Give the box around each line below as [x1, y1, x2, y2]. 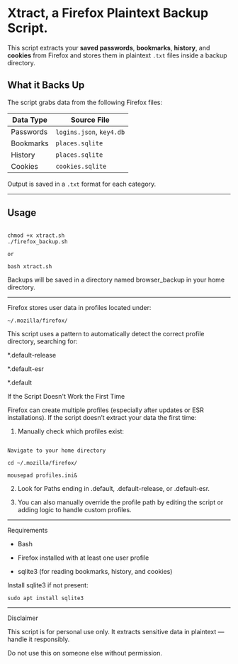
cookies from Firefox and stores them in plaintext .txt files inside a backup [7, 51, 228, 60]
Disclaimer [7, 614, 39, 622]
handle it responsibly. [7, 635, 70, 643]
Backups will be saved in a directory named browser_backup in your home [7, 275, 225, 284]
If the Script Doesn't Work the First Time [7, 392, 125, 400]
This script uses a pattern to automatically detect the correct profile [7, 329, 205, 338]
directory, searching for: [7, 337, 78, 345]
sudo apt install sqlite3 [7, 594, 84, 602]
